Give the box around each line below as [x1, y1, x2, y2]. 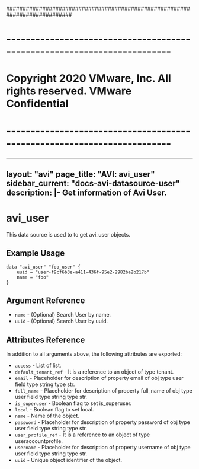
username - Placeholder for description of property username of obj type [14, 444, 191, 451]
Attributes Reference [6, 334, 85, 344]
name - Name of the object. [14, 412, 80, 420]
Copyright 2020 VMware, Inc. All [6, 72, 172, 85]
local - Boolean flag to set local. [14, 406, 94, 413]
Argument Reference [6, 296, 85, 306]
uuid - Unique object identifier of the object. [14, 457, 123, 464]
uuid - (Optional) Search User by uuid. [14, 317, 108, 325]
